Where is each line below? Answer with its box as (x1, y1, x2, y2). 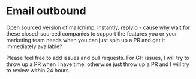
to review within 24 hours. (6, 67, 71, 74)
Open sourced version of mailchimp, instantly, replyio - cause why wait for (6, 24, 190, 31)
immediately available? (6, 43, 63, 50)
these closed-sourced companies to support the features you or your (6, 30, 177, 37)
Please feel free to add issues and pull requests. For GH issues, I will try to (6, 54, 190, 61)
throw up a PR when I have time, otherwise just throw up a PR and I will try (6, 61, 190, 68)
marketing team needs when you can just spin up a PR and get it (6, 36, 165, 43)
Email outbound (6, 4, 86, 18)
